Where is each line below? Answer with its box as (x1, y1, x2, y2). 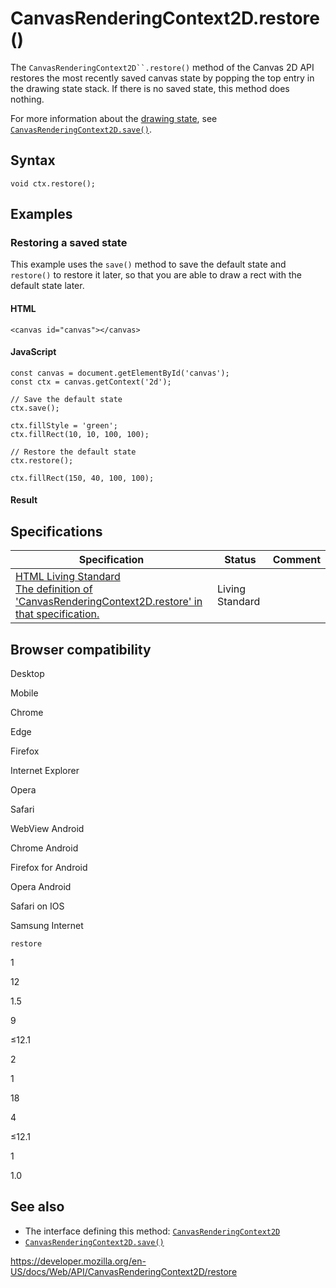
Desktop (10, 668, 45, 680)
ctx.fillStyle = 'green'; (10, 420, 118, 431)
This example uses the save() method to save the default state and (10, 258, 287, 271)
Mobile (10, 687, 39, 699)
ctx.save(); (10, 403, 60, 413)
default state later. (10, 280, 85, 292)
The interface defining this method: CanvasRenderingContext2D (24, 1225, 281, 1237)
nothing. (10, 93, 45, 105)
